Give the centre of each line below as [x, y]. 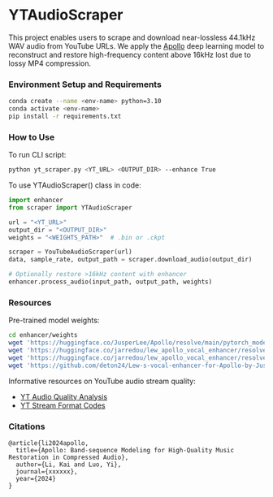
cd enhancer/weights [43, 335]
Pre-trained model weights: [54, 320]
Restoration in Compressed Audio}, [69, 457]
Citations [27, 426]
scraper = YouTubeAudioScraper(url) [70, 252]
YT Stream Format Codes [63, 405]
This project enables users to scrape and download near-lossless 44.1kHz [132, 37]
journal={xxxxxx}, [47, 471]
